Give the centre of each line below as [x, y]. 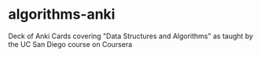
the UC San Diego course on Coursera [70, 44]
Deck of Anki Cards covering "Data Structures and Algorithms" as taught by [131, 36]
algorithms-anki [62, 14]
